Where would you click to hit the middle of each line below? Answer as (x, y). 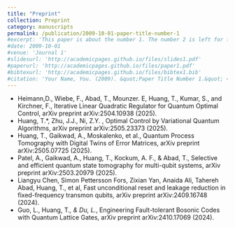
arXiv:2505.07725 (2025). (55, 150)
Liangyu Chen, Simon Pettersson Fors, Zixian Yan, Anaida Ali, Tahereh (118, 180)
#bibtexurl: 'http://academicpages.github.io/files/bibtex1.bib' (104, 72)
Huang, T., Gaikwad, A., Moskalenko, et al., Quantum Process (106, 136)
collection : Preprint (39, 20)
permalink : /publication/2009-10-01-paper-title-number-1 (93, 33)
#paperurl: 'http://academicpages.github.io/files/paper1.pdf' (101, 66)
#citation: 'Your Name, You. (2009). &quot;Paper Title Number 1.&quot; (115, 79)
